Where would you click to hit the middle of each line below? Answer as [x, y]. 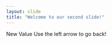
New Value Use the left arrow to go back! [56, 34]
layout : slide [24, 11]
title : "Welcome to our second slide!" [55, 17]
